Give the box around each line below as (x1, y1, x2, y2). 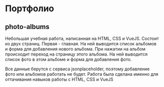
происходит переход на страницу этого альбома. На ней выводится (5, 51, 148, 57)
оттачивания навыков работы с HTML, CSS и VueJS (5, 77, 114, 82)
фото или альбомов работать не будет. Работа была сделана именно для (5, 71, 159, 77)
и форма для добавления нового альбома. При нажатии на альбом (5, 46, 146, 52)
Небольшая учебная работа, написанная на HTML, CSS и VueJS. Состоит (5, 35, 159, 41)
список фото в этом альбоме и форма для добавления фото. (5, 57, 132, 62)
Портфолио (5, 3, 54, 14)
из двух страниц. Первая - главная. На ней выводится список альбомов (5, 41, 157, 47)
